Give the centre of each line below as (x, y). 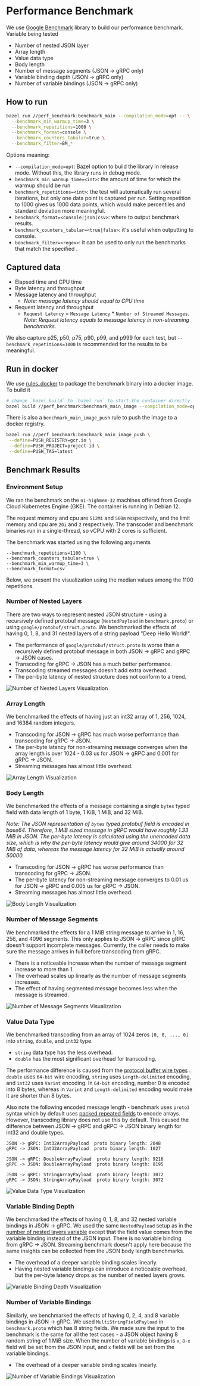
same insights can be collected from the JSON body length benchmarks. (95, 1251)
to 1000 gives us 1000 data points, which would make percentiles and (100, 204)
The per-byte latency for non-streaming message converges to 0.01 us (101, 880)
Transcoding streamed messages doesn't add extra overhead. (91, 670)
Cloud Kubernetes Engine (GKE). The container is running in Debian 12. (93, 506)
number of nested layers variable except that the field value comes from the (99, 1232)
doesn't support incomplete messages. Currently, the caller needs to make (98, 945)
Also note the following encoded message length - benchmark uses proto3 (98, 1107)
